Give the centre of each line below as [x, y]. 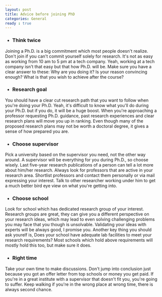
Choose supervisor [35, 144]
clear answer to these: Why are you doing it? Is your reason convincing [76, 72]
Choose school [30, 198]
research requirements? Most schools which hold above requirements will [79, 240]
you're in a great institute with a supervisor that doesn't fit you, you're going [81, 279]
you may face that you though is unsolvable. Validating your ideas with [76, 225]
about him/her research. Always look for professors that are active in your [79, 170]
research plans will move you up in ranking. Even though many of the [74, 121]
